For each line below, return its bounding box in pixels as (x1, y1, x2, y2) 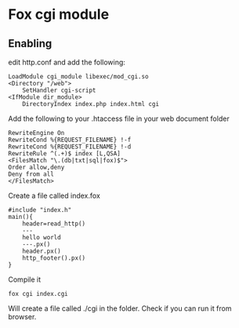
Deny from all (8, 170, 55, 178)
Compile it (8, 275, 42, 284)
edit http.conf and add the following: (8, 57, 125, 67)
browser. (8, 312, 37, 321)
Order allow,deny (8, 163, 65, 171)
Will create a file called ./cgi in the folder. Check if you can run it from (8, 304, 232, 313)
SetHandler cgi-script (22, 86, 96, 94)
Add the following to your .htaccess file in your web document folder (8, 114, 230, 123)
